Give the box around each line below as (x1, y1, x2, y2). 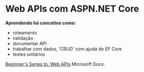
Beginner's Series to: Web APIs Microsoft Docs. (5, 61, 105, 67)
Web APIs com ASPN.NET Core (5, 3, 139, 15)
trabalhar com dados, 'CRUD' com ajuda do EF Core (12, 46, 122, 52)
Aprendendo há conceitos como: (5, 20, 76, 26)
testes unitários (12, 51, 45, 57)
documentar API (12, 40, 47, 46)
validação (12, 35, 34, 41)
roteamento (12, 29, 37, 35)
